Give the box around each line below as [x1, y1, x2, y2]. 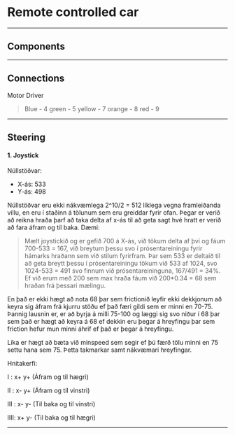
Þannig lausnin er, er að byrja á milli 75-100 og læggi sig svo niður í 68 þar [7, 310, 220, 318]
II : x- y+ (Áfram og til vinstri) [7, 386, 90, 395]
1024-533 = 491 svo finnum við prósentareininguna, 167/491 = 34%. [24, 266, 221, 275]
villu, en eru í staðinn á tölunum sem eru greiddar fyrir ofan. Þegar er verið [7, 208, 220, 217]
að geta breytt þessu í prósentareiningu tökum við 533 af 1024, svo [24, 259, 218, 268]
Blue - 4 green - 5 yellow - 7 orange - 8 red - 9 [24, 104, 159, 113]
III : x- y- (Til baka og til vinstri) [7, 400, 96, 408]
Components [7, 41, 65, 52]
